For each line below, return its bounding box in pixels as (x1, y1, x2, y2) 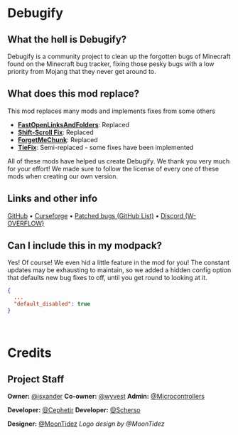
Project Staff (7, 373, 65, 385)
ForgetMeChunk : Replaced (17, 135, 98, 144)
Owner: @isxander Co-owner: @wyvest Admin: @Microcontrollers (7, 392, 205, 400)
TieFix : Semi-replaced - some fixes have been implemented (17, 143, 194, 151)
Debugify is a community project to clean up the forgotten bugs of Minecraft (7, 52, 231, 60)
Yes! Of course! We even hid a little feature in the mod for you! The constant (7, 258, 229, 267)
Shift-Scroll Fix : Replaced (17, 128, 94, 136)
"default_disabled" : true (13, 301, 91, 308)
